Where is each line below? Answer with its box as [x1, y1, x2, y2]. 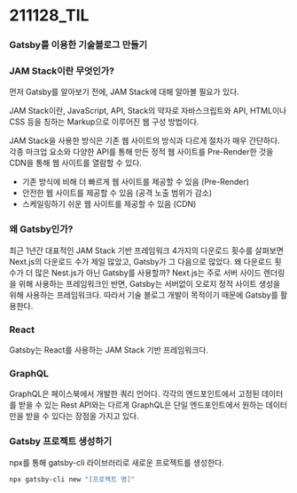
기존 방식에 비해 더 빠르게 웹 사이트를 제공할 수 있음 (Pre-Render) [21, 177, 250, 187]
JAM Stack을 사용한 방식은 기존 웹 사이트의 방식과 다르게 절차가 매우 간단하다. [9, 135, 281, 147]
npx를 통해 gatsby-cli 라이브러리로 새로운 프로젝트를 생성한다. [9, 457, 224, 467]
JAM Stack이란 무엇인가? [9, 65, 115, 77]
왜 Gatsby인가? [9, 223, 74, 235]
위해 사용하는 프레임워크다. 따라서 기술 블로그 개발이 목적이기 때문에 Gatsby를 [9, 290, 279, 300]
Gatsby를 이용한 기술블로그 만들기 [9, 39, 148, 52]
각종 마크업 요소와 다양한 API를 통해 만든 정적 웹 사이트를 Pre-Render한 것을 [9, 147, 274, 157]
